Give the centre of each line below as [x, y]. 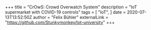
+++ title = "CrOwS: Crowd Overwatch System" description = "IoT [71, 7]
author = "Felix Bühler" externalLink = [71, 17]
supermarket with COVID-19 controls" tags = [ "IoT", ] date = [66, 12]
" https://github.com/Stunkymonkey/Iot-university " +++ [60, 22]
